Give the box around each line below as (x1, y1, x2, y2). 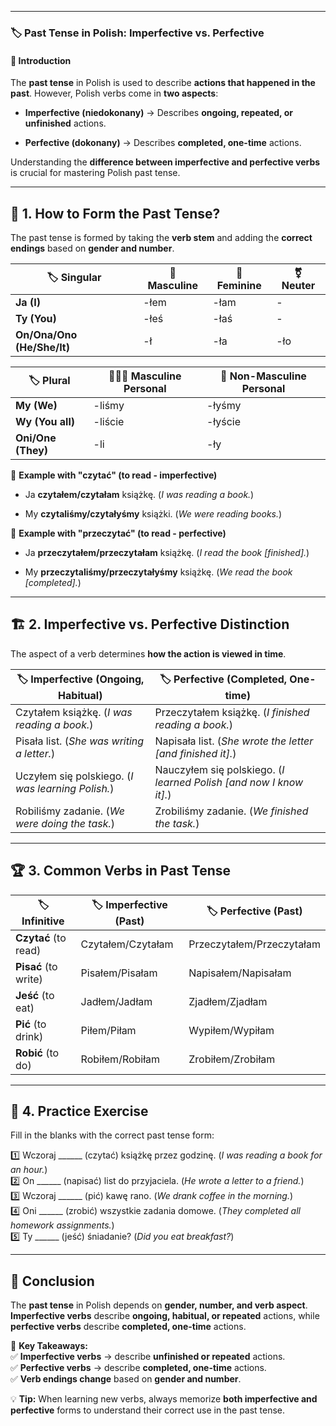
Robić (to (15, 1046, 60, 1060)
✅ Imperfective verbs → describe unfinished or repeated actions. (10, 1351, 286, 1363)
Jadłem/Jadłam (80, 994, 153, 1008)
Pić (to (15, 1017, 47, 1031)
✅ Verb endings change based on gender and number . (10, 1373, 242, 1385)
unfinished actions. (24, 117, 107, 130)
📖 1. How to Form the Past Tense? (10, 205, 221, 222)
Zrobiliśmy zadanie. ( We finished (154, 804, 309, 818)
